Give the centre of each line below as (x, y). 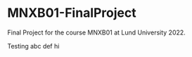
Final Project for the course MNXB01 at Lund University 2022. (97, 32)
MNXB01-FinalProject (72, 13)
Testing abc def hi (33, 46)
